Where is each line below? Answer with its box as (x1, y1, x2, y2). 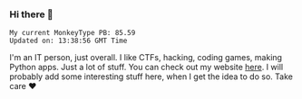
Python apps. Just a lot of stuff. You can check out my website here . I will (9, 62, 284, 73)
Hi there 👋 (9, 8, 54, 21)
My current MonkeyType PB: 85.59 (9, 29, 136, 38)
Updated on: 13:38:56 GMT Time (9, 36, 128, 46)
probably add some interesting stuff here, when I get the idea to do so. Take (9, 71, 293, 82)
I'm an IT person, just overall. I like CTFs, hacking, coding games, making (9, 52, 283, 63)
